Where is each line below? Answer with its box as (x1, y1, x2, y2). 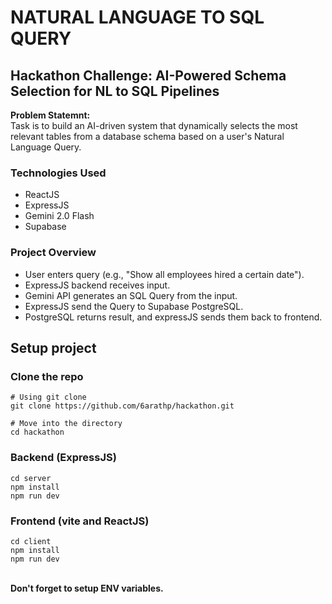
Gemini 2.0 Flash (24, 210, 95, 222)
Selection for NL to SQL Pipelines (10, 82, 220, 100)
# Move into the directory (10, 419, 123, 429)
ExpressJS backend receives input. (24, 279, 171, 291)
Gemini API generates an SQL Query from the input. (24, 289, 238, 301)
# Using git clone (10, 392, 87, 403)
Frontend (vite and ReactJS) (10, 514, 150, 528)
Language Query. (10, 141, 82, 153)
